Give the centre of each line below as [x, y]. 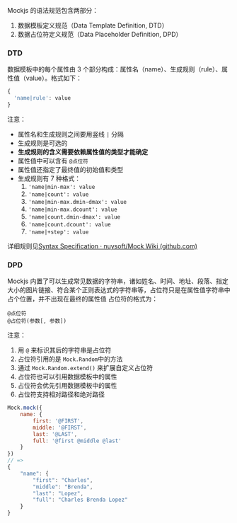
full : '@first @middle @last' [77, 441]
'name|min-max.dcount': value [73, 209]
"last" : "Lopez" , [58, 493]
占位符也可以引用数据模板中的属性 [67, 377]
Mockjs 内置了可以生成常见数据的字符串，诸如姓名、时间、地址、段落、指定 [118, 281]
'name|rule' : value [42, 98]
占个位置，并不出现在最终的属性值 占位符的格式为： [82, 299]
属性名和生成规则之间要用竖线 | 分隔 [70, 134]
